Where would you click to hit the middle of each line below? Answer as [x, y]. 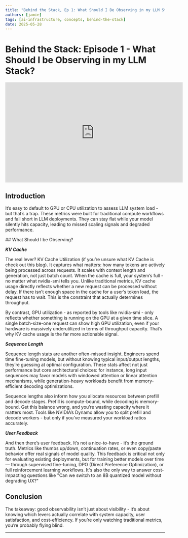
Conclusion [24, 497]
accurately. [17, 423]
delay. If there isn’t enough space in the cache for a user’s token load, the [82, 292]
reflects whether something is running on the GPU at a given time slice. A [82, 318]
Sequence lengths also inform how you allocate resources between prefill [82, 396]
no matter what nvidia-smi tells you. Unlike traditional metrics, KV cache [80, 281]
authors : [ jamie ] [24, 15]
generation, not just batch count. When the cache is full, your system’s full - [84, 276]
